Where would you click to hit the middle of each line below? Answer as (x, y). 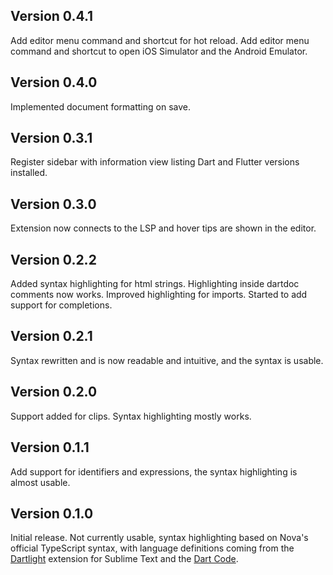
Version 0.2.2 (53, 259)
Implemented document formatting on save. (100, 106)
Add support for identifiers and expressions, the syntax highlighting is (154, 471)
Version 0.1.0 (52, 513)
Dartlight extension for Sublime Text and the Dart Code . (124, 559)
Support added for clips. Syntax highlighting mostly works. (131, 416)
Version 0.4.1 (52, 16)
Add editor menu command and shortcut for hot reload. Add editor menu (160, 40)
